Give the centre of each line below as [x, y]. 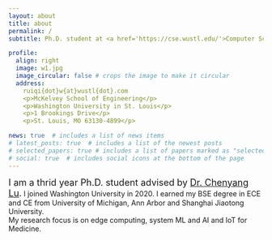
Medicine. [25, 229]
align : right [38, 61]
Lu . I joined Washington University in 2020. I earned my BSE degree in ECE [135, 193]
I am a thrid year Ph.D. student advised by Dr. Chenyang [129, 182]
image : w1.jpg [39, 69]
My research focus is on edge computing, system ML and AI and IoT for [128, 220]
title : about [30, 24]
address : [30, 83]
